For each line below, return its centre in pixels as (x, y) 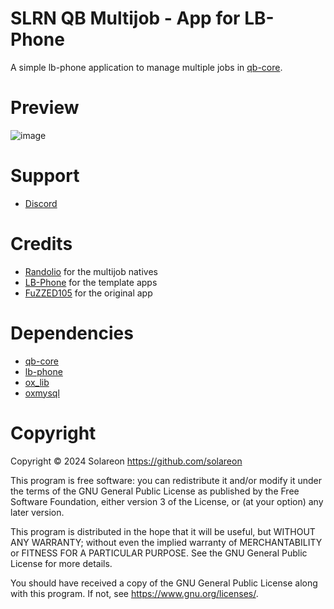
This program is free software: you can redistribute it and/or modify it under (166, 480)
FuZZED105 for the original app (88, 293)
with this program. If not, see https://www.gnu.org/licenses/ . (134, 593)
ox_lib (37, 382)
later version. (37, 512)
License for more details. (61, 563)
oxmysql (42, 393)
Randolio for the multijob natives (91, 271)
